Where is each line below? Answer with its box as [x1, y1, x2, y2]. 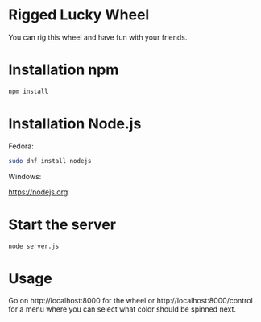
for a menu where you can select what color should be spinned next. [8, 304, 236, 314]
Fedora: [8, 141, 35, 151]
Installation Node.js [8, 115, 142, 132]
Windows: [8, 171, 42, 181]
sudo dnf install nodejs [8, 157, 92, 165]
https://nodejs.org [8, 187, 68, 197]
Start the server [8, 215, 117, 233]
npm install [8, 87, 48, 95]
